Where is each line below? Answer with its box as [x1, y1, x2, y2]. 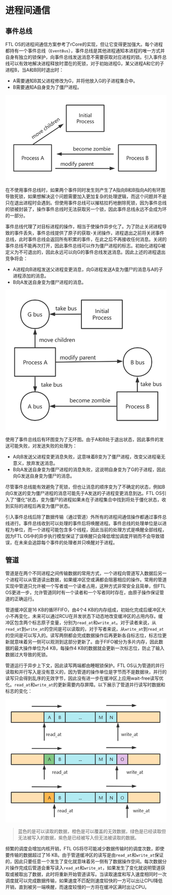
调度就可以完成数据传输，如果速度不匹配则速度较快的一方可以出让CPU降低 [5, 877, 163, 884]
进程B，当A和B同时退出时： [5, 67, 64, 73]
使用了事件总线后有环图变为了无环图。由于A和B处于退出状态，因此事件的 [5, 436, 160, 442]
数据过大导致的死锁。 [5, 652, 50, 658]
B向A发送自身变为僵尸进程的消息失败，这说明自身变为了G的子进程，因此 [12, 466, 166, 472]
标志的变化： [5, 688, 32, 694]
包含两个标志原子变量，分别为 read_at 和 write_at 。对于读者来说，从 [14, 619, 157, 626]
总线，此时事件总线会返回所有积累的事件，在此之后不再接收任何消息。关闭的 [5, 236, 167, 242]
